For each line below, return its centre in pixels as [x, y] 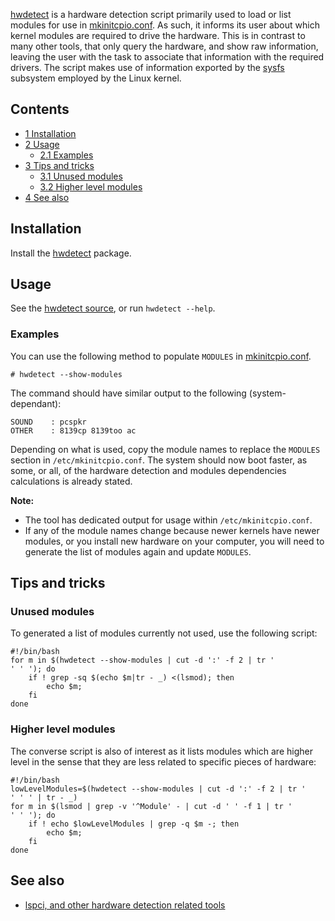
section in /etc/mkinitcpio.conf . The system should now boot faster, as [159, 460]
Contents [40, 109]
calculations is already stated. [71, 481]
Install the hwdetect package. [71, 253]
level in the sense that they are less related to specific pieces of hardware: [163, 761]
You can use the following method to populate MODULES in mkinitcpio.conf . [161, 356]
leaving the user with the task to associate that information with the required [167, 57]
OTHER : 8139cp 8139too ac [73, 430]
